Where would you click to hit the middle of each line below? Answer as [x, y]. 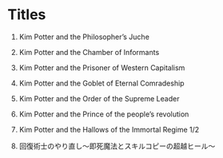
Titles [27, 15]
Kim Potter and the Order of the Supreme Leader [99, 98]
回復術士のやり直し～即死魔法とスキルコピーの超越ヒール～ [117, 146]
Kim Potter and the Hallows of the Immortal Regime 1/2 [109, 129]
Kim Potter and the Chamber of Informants [89, 52]
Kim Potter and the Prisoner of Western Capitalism [102, 67]
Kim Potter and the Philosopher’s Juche [84, 37]
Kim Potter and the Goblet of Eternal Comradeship [102, 83]
